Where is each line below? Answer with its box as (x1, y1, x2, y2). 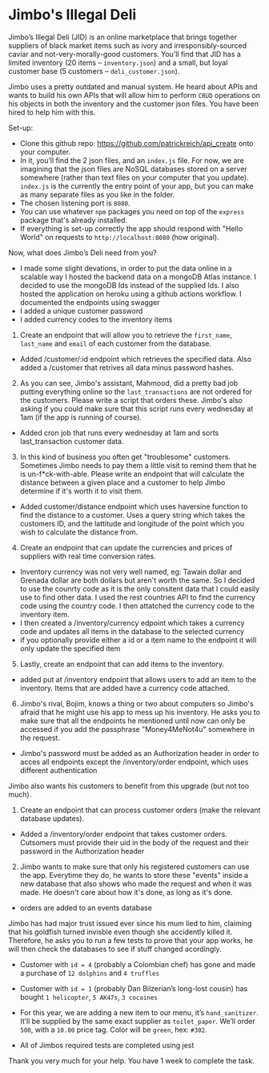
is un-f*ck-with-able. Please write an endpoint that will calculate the (19, 469, 245, 478)
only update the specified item (19, 644, 121, 653)
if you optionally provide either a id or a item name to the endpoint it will (19, 635, 257, 644)
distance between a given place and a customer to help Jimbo (19, 478, 226, 487)
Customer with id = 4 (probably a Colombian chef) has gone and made (19, 959, 256, 969)
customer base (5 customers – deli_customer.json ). (8, 66, 180, 75)
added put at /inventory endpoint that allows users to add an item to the (19, 674, 257, 684)
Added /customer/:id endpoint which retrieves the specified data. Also (19, 354, 252, 364)
